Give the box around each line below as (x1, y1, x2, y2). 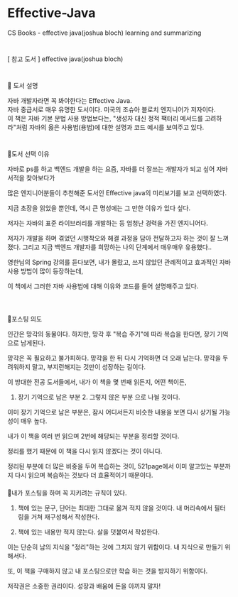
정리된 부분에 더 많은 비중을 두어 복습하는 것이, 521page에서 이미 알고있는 (7, 461, 212, 470)
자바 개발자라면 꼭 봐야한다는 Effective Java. (7, 96, 133, 104)
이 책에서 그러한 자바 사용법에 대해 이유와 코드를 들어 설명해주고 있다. (7, 282, 199, 290)
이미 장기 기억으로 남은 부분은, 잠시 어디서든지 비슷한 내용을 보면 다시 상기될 (7, 407, 218, 416)
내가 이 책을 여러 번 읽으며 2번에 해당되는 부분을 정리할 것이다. (7, 432, 180, 440)
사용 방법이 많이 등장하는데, (7, 266, 84, 275)
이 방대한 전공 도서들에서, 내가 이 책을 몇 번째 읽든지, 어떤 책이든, (7, 378, 187, 386)
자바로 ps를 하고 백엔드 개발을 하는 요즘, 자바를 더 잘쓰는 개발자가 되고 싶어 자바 (7, 165, 229, 173)
